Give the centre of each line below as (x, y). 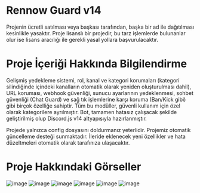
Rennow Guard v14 (54, 10)
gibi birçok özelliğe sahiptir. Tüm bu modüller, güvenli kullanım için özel (93, 106)
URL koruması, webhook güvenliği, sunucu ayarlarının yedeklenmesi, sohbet (100, 93)
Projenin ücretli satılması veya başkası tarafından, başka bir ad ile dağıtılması (100, 27)
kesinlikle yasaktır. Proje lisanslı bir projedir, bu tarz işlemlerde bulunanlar (96, 33)
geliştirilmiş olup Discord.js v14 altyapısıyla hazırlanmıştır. (77, 118)
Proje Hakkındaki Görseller (74, 167)
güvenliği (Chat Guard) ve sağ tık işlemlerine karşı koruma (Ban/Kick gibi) (96, 99)
